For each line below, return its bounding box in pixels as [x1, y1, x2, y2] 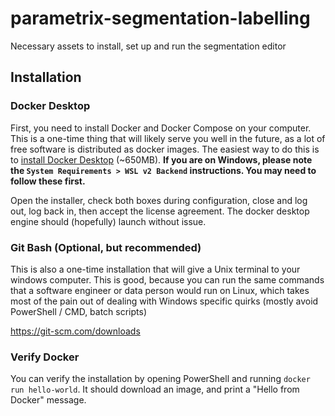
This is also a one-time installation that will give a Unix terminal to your [10, 263, 301, 275]
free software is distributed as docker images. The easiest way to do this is [10, 143, 320, 155]
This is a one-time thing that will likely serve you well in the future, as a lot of [10, 132, 326, 144]
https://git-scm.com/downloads [10, 325, 141, 337]
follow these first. [10, 175, 86, 187]
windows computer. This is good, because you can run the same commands [10, 273, 325, 286]
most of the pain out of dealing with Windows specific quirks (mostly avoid [10, 295, 319, 307]
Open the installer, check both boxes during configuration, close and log [10, 194, 308, 206]
